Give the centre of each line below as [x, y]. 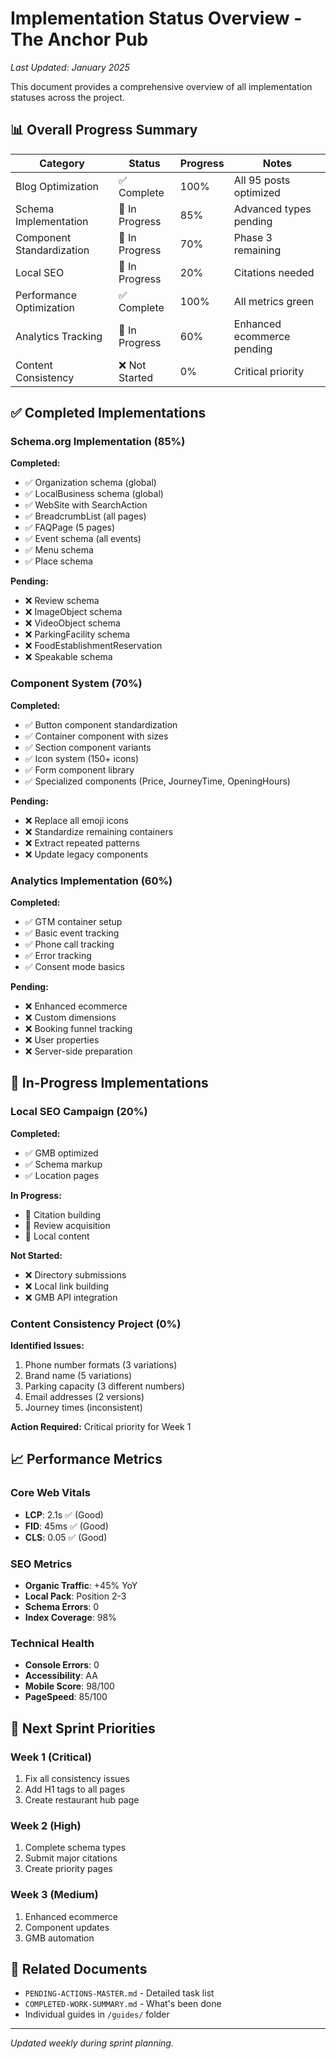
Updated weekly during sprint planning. [92, 2043]
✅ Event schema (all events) [83, 539]
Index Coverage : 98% [70, 1617]
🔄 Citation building [63, 1214]
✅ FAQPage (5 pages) [70, 528]
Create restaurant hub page [82, 1799]
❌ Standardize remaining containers [99, 831]
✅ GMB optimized [61, 1153]
